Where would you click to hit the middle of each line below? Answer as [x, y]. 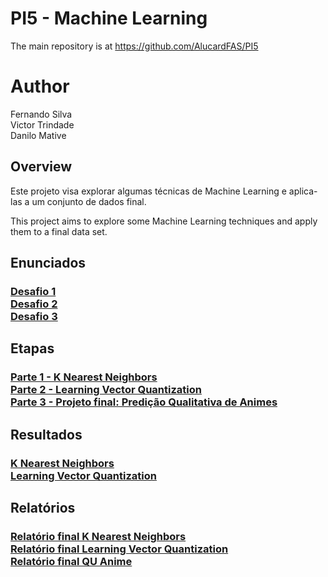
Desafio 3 [34, 316]
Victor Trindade [42, 124]
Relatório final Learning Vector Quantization [119, 549]
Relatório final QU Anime [71, 561]
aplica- [303, 191]
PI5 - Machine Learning [109, 18]
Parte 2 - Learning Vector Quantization [106, 390]
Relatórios [43, 508]
